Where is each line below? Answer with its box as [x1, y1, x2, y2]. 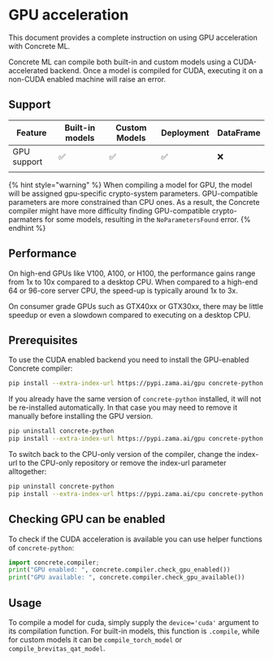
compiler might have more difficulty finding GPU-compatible [8, 206, 210, 215]
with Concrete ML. [8, 41, 71, 50]
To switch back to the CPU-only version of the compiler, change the [8, 450, 236, 459]
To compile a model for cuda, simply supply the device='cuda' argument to [8, 618, 259, 627]
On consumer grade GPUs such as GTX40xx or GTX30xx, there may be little [8, 301, 264, 311]
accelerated [8, 65, 49, 75]
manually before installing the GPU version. [8, 411, 153, 421]
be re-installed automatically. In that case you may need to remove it [8, 402, 238, 412]
